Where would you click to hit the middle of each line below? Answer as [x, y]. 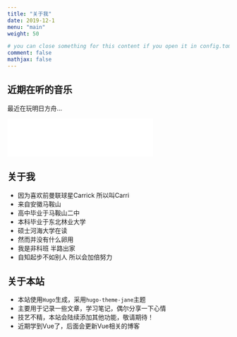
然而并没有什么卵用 [45, 239]
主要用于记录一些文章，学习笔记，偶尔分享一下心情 [92, 309]
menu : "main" [26, 27]
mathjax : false [30, 60]
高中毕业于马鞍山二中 [48, 213]
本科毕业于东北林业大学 [51, 221]
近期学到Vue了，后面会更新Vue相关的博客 [78, 326]
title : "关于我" [30, 14]
